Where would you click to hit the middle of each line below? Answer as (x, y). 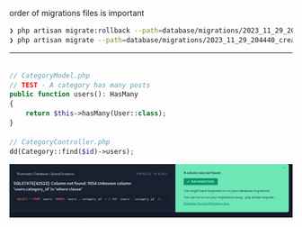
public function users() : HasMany (74, 95)
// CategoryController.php (60, 142)
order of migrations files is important (77, 13)
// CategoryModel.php (50, 76)
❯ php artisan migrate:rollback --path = (86, 31)
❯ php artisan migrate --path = (68, 40)
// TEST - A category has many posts (80, 85)
